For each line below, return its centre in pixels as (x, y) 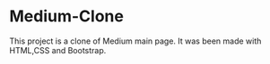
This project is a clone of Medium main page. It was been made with (135, 41)
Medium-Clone (66, 16)
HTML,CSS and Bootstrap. (58, 50)
